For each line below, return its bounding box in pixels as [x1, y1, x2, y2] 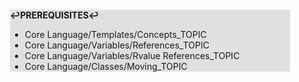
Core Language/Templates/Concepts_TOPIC [24, 29, 207, 40]
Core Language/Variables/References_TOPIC [24, 39, 210, 51]
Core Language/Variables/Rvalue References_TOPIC [24, 50, 240, 61]
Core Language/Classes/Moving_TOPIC [24, 61, 188, 72]
